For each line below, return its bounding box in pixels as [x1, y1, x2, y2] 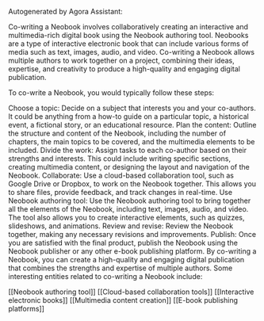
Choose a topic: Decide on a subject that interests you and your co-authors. [8, 103, 256, 113]
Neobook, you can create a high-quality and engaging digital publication [8, 255, 245, 264]
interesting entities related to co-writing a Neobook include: [8, 272, 203, 281]
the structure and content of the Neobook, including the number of [8, 128, 227, 138]
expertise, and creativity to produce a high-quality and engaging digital [8, 64, 240, 74]
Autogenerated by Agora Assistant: [8, 7, 123, 16]
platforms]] [8, 304, 45, 313]
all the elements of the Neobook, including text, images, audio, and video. [8, 204, 249, 213]
